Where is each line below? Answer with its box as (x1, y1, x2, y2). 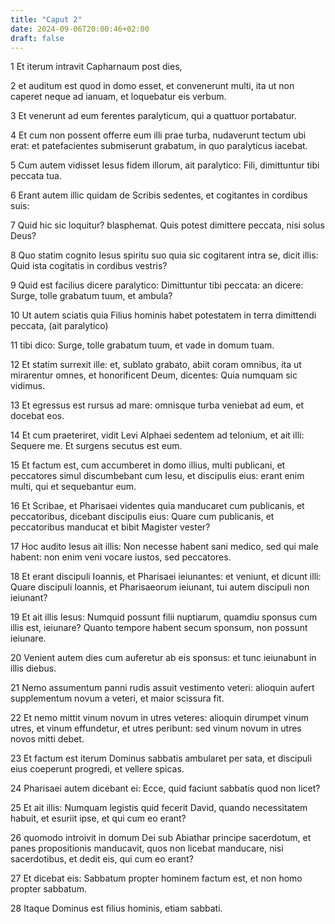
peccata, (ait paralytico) (10, 320, 109, 332)
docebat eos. (10, 410, 65, 422)
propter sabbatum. (10, 883, 87, 895)
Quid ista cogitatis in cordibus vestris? (10, 260, 168, 272)
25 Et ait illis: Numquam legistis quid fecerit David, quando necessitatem (10, 802, 308, 814)
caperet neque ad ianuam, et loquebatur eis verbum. (10, 91, 227, 103)
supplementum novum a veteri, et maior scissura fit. (10, 692, 225, 705)
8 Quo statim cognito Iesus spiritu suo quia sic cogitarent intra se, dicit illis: (10, 249, 319, 261)
